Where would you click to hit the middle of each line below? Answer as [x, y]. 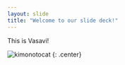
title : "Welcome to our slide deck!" [63, 20]
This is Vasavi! [28, 40]
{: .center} [67, 54]
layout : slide [28, 14]
